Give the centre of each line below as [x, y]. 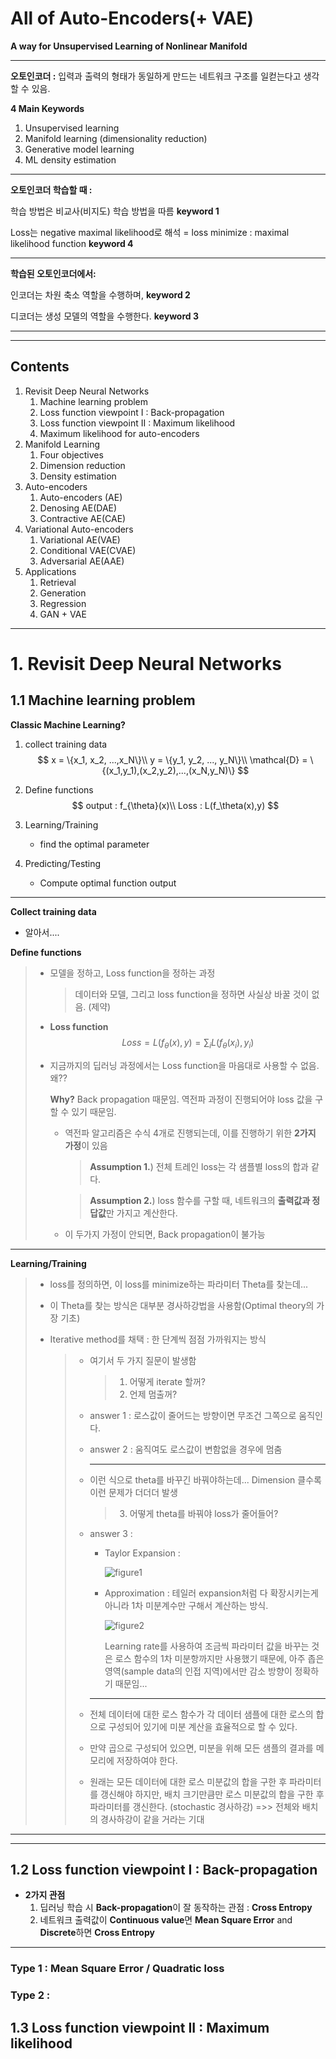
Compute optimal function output [108, 883]
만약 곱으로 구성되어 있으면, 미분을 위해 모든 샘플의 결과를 [201, 1748]
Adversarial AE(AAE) [82, 561]
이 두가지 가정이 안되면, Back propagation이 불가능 [165, 1234]
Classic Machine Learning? [68, 724]
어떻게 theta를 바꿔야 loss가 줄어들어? [204, 1513]
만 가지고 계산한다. [141, 1213]
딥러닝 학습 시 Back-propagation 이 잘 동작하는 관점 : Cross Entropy [176, 1908]
